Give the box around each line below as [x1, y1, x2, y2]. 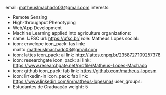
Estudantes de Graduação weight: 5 [12, 84, 88, 90]
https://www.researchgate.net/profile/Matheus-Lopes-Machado [12, 63, 148, 68]
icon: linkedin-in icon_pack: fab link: [12, 73, 88, 79]
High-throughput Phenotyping [12, 20, 76, 25]
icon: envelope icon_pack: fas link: [12, 41, 86, 47]
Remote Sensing [12, 14, 47, 20]
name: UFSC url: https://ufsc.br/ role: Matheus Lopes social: [12, 35, 139, 41]
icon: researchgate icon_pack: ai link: [12, 57, 91, 63]
